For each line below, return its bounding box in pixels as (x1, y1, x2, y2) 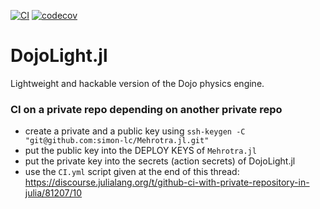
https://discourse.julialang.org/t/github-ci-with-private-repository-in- (24, 176, 310, 189)
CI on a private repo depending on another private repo (10, 102, 283, 116)
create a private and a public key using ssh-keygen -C (24, 125, 246, 137)
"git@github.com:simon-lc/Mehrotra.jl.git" (24, 136, 210, 146)
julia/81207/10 (24, 187, 83, 199)
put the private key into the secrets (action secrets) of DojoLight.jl (24, 155, 296, 167)
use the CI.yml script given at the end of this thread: (24, 166, 240, 178)
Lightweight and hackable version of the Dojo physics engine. (10, 77, 265, 89)
